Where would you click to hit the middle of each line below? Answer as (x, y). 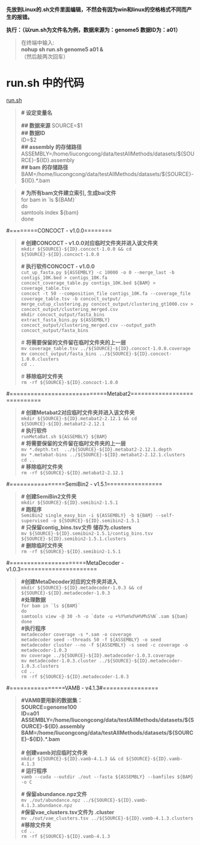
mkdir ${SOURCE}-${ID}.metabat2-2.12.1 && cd (79, 418)
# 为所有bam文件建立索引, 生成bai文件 (68, 193)
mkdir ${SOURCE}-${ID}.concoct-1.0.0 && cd (76, 249)
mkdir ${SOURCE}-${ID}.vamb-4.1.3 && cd (72, 759)
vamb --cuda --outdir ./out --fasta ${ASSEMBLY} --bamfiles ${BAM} (107, 777)
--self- (165, 515)
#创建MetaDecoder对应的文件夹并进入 (69, 582)
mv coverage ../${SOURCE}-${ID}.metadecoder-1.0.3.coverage (98, 655)
